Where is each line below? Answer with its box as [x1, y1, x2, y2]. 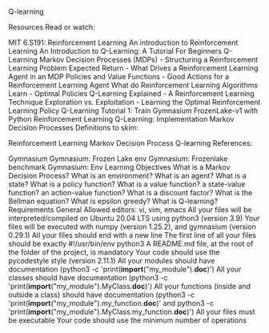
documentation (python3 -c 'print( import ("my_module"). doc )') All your [8, 264, 242, 274]
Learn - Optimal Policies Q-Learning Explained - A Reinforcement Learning [8, 89, 255, 98]
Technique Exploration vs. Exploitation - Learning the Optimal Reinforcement [8, 98, 261, 106]
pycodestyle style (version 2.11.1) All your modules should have [8, 256, 215, 265]
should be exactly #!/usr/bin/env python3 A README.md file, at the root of [8, 239, 254, 248]
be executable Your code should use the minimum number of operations [8, 315, 247, 325]
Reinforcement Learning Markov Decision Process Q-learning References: [8, 138, 253, 147]
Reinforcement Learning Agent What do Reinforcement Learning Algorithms [8, 80, 259, 90]
